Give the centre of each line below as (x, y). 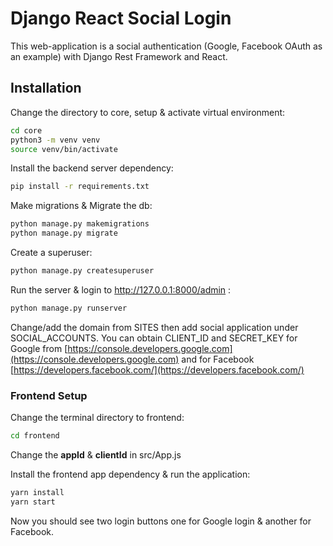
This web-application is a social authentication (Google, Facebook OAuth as (166, 46)
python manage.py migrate (64, 233)
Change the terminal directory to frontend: (97, 418)
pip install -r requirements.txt (80, 187)
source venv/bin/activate (64, 149)
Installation (46, 88)
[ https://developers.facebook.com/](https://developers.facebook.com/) (157, 369)
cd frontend (35, 436)
